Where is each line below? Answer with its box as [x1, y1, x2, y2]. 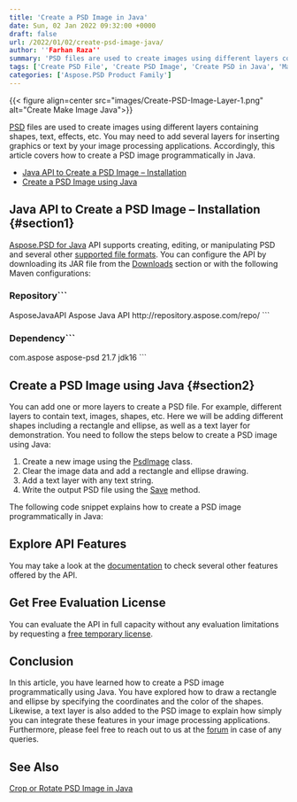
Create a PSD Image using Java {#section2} [9, 378, 255, 393]
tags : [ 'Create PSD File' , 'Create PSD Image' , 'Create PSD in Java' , [9, 63, 275, 72]
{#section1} [9, 216, 75, 231]
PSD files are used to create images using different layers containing [9, 121, 259, 132]
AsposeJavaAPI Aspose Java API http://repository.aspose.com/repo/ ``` [9, 309, 270, 320]
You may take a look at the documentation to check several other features [9, 560, 278, 571]
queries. [9, 734, 40, 744]
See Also [9, 759, 59, 775]
